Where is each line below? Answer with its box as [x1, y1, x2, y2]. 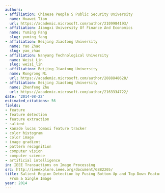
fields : [5, 103, 21, 108]
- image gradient [5, 139, 41, 145]
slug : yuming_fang [9, 35, 48, 40]
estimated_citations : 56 [5, 99, 56, 104]
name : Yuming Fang [9, 30, 48, 35]
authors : [5, 7, 23, 12]
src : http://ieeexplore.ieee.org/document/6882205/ [5, 167, 113, 172]
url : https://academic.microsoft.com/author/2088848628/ [9, 76, 129, 81]
